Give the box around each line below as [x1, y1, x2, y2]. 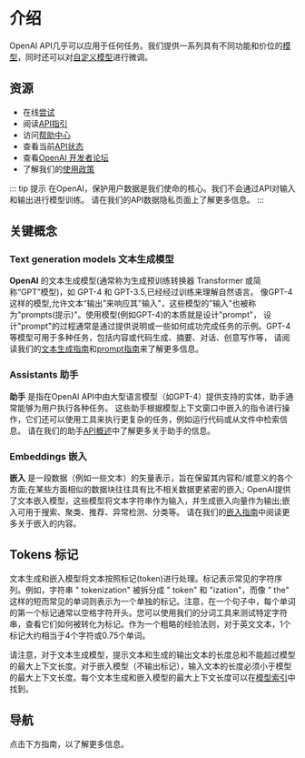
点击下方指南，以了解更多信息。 [9, 738, 129, 749]
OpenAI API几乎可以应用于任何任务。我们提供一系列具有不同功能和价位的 [9, 40, 283, 51]
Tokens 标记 [9, 547, 79, 562]
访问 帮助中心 [22, 129, 71, 140]
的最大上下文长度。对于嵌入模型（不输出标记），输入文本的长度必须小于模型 [9, 661, 292, 672]
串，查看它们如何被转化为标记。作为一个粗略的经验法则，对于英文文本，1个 [9, 618, 291, 629]
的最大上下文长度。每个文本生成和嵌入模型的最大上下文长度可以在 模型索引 [9, 672, 288, 682]
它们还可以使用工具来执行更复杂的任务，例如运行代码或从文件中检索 [25, 413, 280, 424]
